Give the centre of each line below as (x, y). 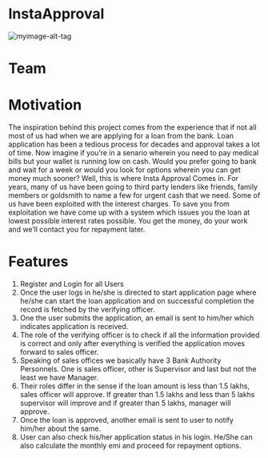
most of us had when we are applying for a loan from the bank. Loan (121, 136)
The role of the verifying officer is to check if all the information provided (140, 335)
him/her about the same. (60, 428)
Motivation (45, 105)
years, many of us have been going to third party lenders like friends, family (133, 187)
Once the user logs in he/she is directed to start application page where (138, 292)
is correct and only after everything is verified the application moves (132, 343)
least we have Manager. (59, 378)
